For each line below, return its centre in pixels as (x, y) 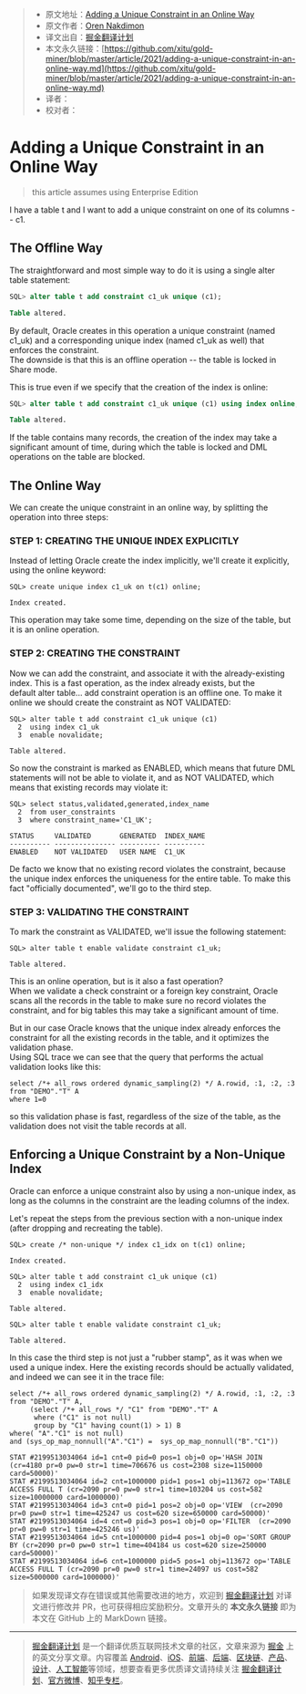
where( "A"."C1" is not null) (67, 1433)
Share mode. (33, 369)
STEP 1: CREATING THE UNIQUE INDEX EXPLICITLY (124, 540)
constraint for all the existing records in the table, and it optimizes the (139, 1037)
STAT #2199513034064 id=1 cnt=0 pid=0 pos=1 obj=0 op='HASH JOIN (136, 1457)
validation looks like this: (56, 1066)
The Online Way (56, 486)
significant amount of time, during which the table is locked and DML (139, 447)
